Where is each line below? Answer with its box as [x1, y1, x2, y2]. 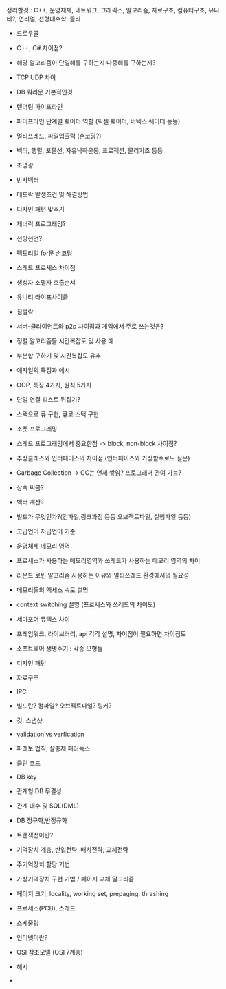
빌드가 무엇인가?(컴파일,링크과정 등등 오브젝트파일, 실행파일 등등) [16, 513, 192, 520]
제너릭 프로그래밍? [16, 220, 66, 227]
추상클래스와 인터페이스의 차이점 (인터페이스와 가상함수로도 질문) [16, 454, 190, 462]
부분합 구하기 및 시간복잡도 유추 [16, 351, 101, 360]
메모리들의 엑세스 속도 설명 [16, 586, 89, 594]
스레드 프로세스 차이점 [16, 264, 76, 272]
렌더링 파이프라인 [16, 103, 63, 110]
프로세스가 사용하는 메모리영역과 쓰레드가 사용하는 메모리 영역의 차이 [16, 557, 201, 564]
